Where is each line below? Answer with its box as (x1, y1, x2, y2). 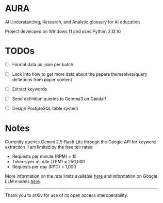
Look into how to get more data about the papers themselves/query (12, 71, 147, 77)
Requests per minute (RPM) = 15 (12, 153, 77, 159)
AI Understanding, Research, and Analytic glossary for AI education (5, 19, 140, 25)
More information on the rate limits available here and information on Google (5, 173, 158, 179)
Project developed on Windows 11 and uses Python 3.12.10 (5, 28, 121, 34)
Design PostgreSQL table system (12, 105, 79, 112)
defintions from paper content (12, 77, 72, 83)
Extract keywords (12, 86, 48, 92)
